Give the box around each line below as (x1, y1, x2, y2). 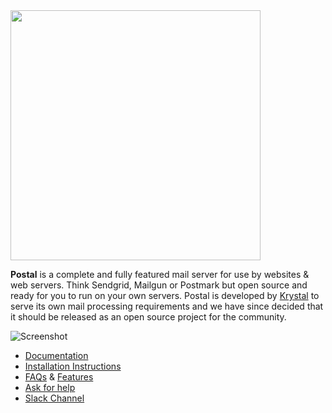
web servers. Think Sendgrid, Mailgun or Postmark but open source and (10, 279, 308, 291)
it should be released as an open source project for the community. (10, 311, 287, 323)
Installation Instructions (24, 360, 122, 372)
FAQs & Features (24, 371, 94, 383)
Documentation (24, 350, 89, 361)
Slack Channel (24, 392, 85, 404)
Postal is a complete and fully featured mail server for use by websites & (10, 269, 310, 280)
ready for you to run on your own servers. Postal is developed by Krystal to (10, 290, 320, 301)
